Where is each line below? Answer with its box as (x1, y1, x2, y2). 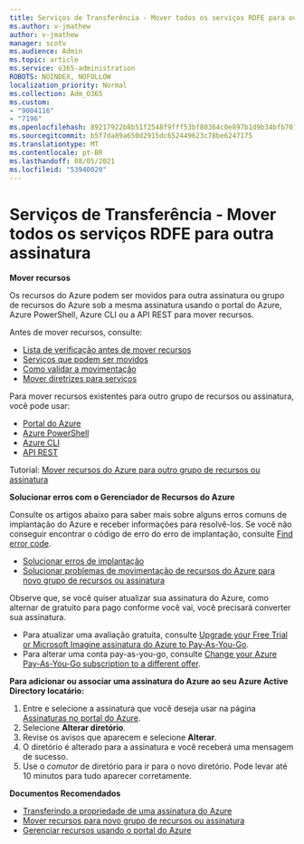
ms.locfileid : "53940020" (9, 165, 107, 174)
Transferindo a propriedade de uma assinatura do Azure (22, 806, 233, 817)
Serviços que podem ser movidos (22, 354, 149, 365)
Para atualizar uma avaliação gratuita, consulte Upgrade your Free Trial (22, 629, 288, 640)
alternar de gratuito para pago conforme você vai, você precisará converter (9, 602, 291, 613)
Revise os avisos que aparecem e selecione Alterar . (22, 732, 217, 743)
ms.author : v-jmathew (9, 22, 91, 31)
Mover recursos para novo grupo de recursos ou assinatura (22, 815, 245, 826)
